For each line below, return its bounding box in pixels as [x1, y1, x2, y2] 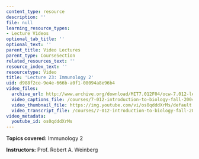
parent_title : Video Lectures [6, 47, 81, 53]
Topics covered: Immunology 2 [6, 135, 83, 142]
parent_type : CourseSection [6, 53, 76, 59]
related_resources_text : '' [6, 58, 76, 64]
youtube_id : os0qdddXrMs [11, 119, 73, 125]
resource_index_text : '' [6, 63, 68, 70]
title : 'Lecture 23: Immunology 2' [6, 74, 94, 80]
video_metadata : [6, 113, 46, 119]
